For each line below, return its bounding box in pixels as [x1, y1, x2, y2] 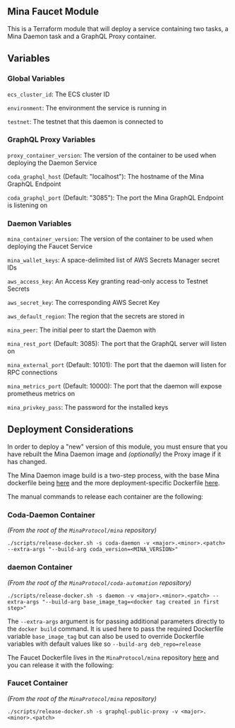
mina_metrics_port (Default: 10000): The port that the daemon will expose [7, 382, 222, 391]
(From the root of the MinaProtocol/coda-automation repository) [7, 578, 192, 587]
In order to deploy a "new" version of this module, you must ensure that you [7, 442, 228, 451]
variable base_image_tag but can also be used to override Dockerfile [7, 632, 205, 640]
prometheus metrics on [7, 389, 76, 398]
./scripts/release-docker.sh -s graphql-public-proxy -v [7, 707, 179, 715]
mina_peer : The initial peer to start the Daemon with [7, 325, 157, 335]
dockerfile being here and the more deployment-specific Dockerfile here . [7, 478, 220, 487]
